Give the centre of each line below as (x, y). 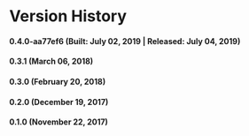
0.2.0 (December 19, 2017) (59, 102)
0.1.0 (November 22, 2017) (59, 122)
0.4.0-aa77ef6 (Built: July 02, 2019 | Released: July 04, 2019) (125, 41)
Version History (68, 16)
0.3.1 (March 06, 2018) (51, 61)
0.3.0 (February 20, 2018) (58, 81)
